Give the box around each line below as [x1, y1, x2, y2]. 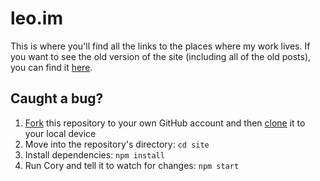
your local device [24, 127, 97, 139]
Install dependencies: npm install [24, 148, 165, 161]
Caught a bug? [10, 90, 104, 107]
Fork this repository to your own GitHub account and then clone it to [24, 117, 306, 129]
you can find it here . [10, 61, 93, 73]
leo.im [10, 7, 63, 30]
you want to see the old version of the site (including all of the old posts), [10, 50, 312, 62]
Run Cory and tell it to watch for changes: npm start [24, 159, 240, 171]
